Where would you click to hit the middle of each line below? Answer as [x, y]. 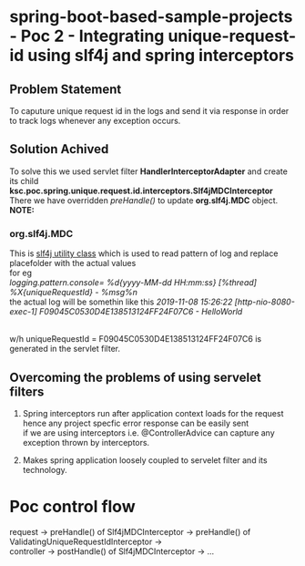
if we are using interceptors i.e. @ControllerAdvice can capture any [148, 432]
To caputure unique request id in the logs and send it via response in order [149, 111]
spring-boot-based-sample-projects [151, 17]
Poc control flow [72, 507]
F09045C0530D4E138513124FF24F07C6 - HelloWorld [141, 312]
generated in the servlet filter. [65, 349]
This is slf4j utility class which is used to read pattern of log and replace [144, 253]
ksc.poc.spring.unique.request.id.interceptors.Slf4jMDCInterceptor [141, 190]
